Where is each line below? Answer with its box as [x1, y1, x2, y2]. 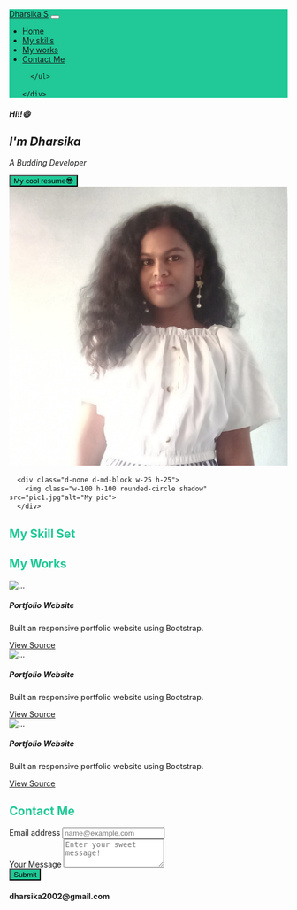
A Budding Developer [9, 158, 87, 168]
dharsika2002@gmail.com [9, 891, 110, 901]
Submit [13, 870, 37, 880]
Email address [9, 828, 61, 838]
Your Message [9, 859, 62, 870]
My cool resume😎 [13, 176, 73, 186]
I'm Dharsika [9, 134, 81, 149]
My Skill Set [9, 526, 76, 541]
